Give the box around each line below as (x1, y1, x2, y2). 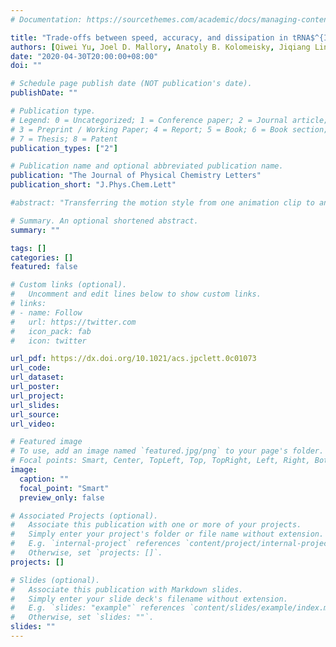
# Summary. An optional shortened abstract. (10, 216, 199, 226)
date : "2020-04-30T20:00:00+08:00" (10, 51, 159, 61)
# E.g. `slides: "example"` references (10, 603, 186, 613)
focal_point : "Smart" (19, 483, 110, 493)
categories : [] (10, 252, 74, 263)
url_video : (10, 419, 56, 429)
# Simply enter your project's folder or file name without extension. (10, 529, 325, 540)
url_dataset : (10, 372, 65, 383)
